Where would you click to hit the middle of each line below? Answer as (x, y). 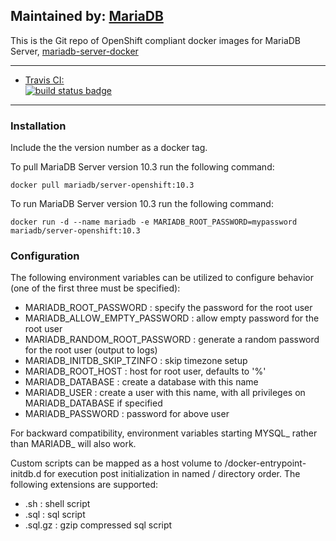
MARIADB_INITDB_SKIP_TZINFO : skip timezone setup (136, 361)
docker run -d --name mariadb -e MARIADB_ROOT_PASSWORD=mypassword (154, 222)
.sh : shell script (57, 504)
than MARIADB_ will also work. (73, 444)
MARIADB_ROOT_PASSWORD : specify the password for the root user (168, 308)
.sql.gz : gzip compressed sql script (98, 525)
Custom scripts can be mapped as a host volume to (116, 463)
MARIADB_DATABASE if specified (93, 403)
